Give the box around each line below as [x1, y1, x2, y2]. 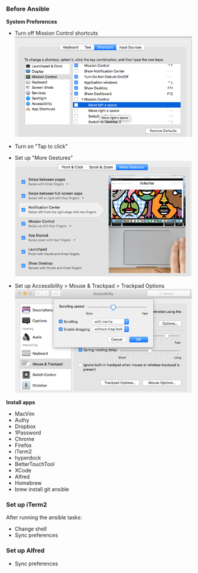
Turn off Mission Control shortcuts [14, 30, 98, 37]
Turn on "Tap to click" [14, 143, 68, 150]
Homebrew [14, 479, 42, 487]
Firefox [14, 442, 32, 449]
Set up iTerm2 [6, 500, 47, 508]
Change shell [14, 526, 47, 533]
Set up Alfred [6, 546, 45, 555]
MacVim [14, 410, 35, 417]
